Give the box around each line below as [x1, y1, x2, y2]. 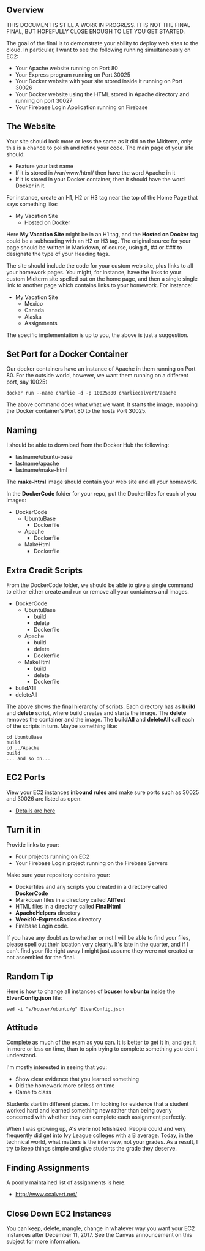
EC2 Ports [6, 772, 46, 783]
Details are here [15, 807, 56, 814]
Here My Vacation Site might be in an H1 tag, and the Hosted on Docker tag [6, 230, 199, 238]
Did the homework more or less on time [15, 1082, 115, 1089]
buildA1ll [15, 684, 37, 692]
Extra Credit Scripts [6, 565, 83, 575]
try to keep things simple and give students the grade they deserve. [6, 1145, 177, 1152]
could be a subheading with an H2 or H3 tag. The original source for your [6, 237, 191, 244]
